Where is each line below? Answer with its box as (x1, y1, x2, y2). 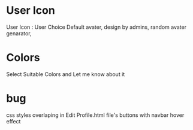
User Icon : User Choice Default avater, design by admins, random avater (6, 23, 187, 31)
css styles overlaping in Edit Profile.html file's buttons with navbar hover (6, 111, 185, 119)
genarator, (6, 29, 32, 37)
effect (6, 117, 21, 125)
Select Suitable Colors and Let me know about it (6, 70, 125, 78)
